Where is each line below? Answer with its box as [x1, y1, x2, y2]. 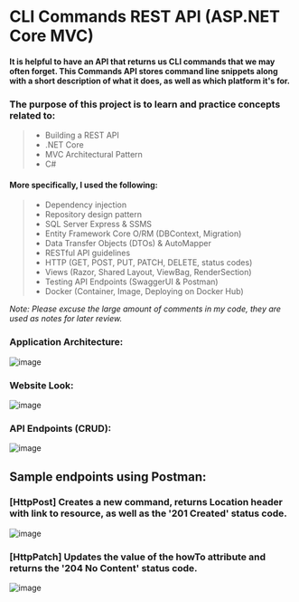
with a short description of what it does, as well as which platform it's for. [9, 75, 291, 86]
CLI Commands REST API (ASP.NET [9, 6, 281, 27]
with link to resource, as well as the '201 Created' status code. [9, 507, 287, 520]
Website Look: [9, 378, 74, 391]
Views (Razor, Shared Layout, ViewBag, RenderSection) [44, 267, 252, 278]
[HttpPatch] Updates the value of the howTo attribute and [9, 550, 266, 563]
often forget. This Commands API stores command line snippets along [9, 65, 278, 76]
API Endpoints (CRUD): [9, 422, 112, 435]
